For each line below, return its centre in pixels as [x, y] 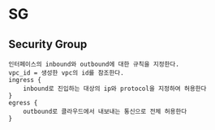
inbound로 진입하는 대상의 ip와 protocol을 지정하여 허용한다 [115, 89]
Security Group [48, 44]
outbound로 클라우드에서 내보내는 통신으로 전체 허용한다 [105, 111]
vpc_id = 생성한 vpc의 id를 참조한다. [66, 73]
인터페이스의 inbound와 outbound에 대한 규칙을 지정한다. [94, 64]
